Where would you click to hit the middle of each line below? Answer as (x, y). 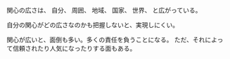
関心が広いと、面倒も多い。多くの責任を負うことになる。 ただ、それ (106, 40)
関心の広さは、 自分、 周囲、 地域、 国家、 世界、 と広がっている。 (104, 10)
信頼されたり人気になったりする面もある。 (74, 48)
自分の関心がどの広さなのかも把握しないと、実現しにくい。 (93, 25)
